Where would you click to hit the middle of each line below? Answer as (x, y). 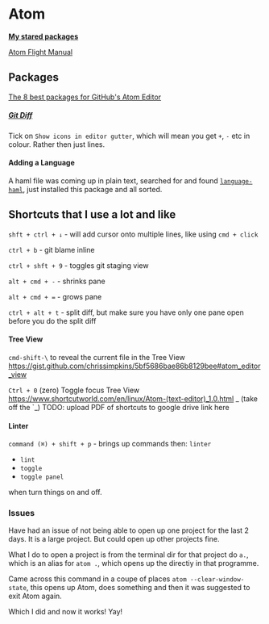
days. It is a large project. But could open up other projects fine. (114, 539)
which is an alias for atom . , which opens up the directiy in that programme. (134, 563)
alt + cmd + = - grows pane (55, 296)
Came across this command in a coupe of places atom (97, 579)
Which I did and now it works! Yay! (66, 612)
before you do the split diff (52, 320)
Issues (22, 513)
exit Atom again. (35, 596)
